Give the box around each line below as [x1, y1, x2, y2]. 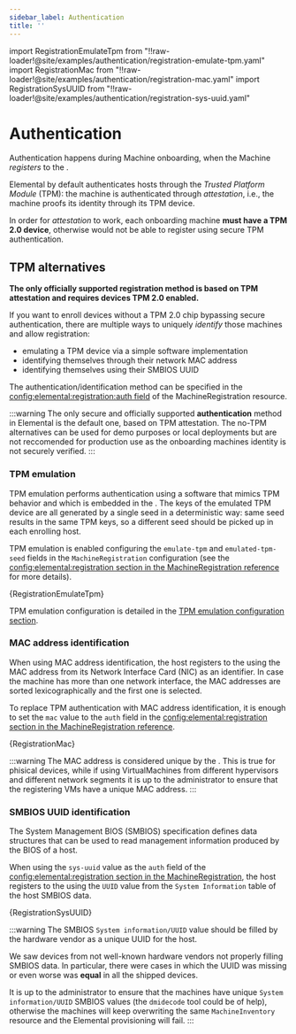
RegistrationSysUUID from [9, 83, 105, 94]
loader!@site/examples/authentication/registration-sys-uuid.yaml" [9, 92, 250, 103]
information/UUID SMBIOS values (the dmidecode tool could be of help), [9, 997, 268, 1007]
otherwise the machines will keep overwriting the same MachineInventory [9, 1006, 276, 1016]
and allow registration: [9, 328, 90, 339]
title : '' [9, 21, 46, 30]
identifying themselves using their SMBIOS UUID [21, 365, 200, 375]
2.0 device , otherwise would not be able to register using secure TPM [9, 225, 264, 235]
